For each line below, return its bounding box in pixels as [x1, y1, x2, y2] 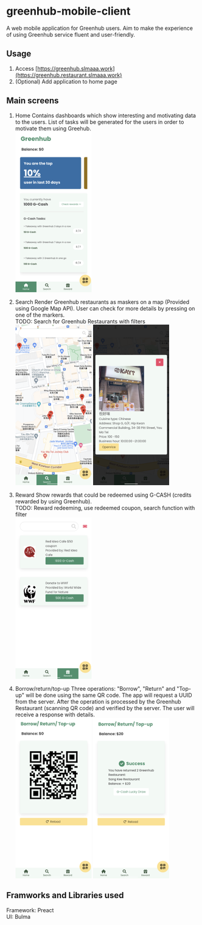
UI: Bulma [6, 913, 31, 920]
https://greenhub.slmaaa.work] [37, 65, 115, 72]
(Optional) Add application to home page [15, 77, 117, 85]
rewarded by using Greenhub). [15, 498, 92, 505]
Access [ [15, 65, 38, 72]
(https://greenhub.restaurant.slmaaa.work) [15, 71, 122, 79]
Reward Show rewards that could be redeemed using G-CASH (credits [15, 491, 192, 498]
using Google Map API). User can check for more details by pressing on [15, 304, 195, 312]
